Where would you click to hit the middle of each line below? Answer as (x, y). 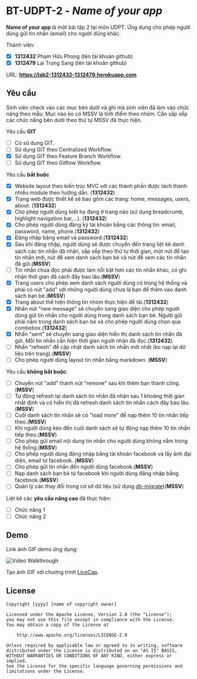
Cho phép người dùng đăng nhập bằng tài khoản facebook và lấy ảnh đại (103, 454)
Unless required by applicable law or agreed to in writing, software (94, 646)
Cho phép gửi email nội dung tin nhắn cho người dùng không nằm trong (101, 441)
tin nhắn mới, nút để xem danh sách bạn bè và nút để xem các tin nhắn (100, 257)
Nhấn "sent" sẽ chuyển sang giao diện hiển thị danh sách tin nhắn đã (98, 334)
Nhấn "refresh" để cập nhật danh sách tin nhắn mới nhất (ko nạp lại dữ (100, 347)
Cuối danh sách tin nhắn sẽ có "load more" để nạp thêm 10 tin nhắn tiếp (102, 415)
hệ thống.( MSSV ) (36, 448)
